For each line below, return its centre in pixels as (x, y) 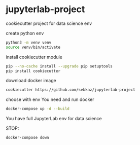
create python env (25, 33)
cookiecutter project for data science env (49, 23)
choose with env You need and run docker (50, 99)
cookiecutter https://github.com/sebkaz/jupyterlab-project (71, 90)
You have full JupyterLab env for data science (54, 119)
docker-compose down (28, 138)
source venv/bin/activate (33, 47)
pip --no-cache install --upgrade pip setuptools (59, 66)
